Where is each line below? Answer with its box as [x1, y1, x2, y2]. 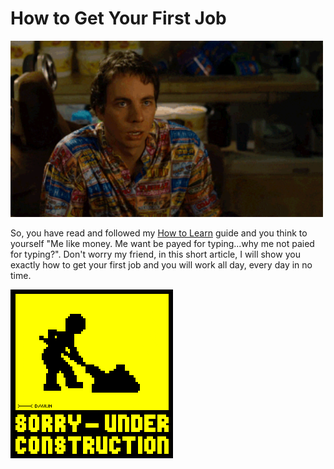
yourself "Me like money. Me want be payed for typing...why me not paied [10, 237, 315, 249]
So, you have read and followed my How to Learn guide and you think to [10, 227, 308, 239]
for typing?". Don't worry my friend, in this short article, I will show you [10, 248, 301, 260]
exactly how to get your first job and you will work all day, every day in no [10, 258, 313, 271]
